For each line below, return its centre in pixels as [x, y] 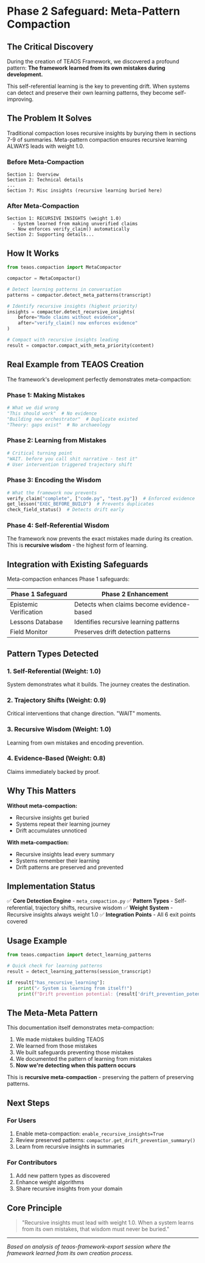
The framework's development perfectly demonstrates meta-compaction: [99, 379]
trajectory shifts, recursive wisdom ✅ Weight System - [104, 908]
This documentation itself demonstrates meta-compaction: [81, 1028]
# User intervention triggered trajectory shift [70, 464]
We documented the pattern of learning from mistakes [84, 1059]
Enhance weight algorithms [50, 1182]
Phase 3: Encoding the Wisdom [54, 480]
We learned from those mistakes [56, 1046]
